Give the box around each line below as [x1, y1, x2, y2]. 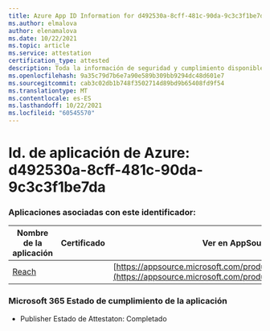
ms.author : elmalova [8, 19, 78, 27]
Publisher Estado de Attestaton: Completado [19, 313, 167, 323]
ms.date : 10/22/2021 [8, 34, 78, 43]
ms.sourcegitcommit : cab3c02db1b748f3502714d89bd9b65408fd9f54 [8, 79, 225, 87]
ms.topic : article [8, 42, 70, 50]
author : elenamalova [8, 27, 78, 35]
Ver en [202, 238, 228, 249]
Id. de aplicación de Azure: [8, 144, 190, 162]
